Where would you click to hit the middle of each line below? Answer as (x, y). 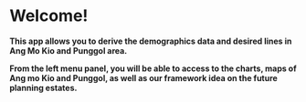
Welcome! (49, 16)
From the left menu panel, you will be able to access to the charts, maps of (153, 68)
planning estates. (43, 87)
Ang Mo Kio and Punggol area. (69, 50)
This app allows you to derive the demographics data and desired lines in (151, 41)
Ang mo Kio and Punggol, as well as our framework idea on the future (144, 77)
